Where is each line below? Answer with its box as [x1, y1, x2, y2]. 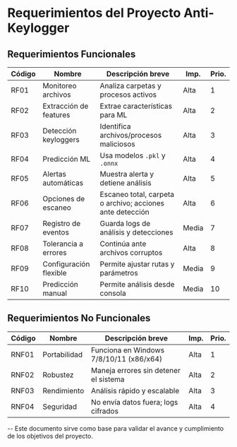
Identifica [99, 121, 131, 131]
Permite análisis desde [99, 280, 175, 289]
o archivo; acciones [99, 198, 164, 208]
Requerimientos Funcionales [7, 48, 136, 60]
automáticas [42, 178, 83, 188]
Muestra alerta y [99, 169, 154, 179]
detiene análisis [99, 178, 152, 188]
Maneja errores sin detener [90, 365, 181, 375]
